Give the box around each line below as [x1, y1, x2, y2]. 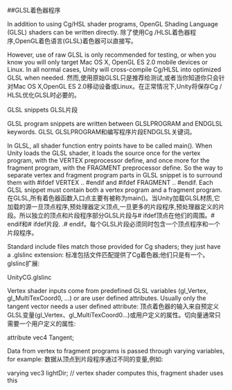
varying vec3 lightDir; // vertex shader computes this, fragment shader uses [7, 369, 224, 377]
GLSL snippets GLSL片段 [7, 106, 78, 114]
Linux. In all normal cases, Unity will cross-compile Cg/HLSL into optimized [7, 65, 222, 73]
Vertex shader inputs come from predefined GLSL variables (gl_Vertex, [7, 287, 208, 294]
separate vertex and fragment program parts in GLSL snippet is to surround [7, 171, 223, 179]
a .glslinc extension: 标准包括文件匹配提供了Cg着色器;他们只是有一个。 [7, 251, 209, 258]
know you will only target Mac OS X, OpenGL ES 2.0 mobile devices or [7, 58, 208, 66]
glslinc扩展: [7, 259, 40, 267]
